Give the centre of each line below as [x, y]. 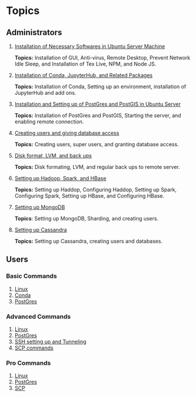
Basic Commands [32, 276]
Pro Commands [28, 363]
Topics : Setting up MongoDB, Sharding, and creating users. [87, 218]
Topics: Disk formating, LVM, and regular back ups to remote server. [97, 167]
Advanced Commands [39, 316]
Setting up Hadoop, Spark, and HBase [60, 178]
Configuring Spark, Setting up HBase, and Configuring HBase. [90, 196]
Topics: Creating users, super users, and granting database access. [97, 144]
